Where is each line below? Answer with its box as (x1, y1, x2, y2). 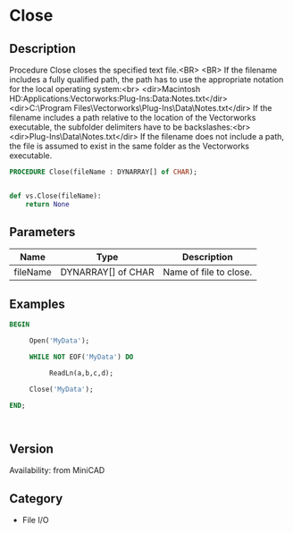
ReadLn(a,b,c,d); (48, 368, 114, 377)
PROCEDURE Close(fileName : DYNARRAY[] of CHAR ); (9, 167, 198, 176)
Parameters (9, 224, 76, 240)
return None (25, 199, 70, 208)
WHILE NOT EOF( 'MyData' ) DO (29, 352, 134, 361)
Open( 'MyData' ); (29, 336, 90, 345)
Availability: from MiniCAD (9, 465, 105, 476)
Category (9, 491, 63, 506)
